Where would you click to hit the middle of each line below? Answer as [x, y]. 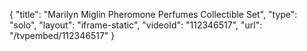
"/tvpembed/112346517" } [62, 35]
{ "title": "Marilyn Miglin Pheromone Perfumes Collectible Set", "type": [153, 14]
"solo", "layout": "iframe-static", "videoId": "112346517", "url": [136, 25]
